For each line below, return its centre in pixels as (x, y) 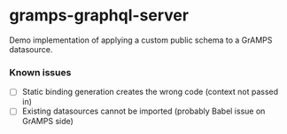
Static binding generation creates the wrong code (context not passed (150, 92)
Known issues (40, 72)
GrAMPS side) (47, 122)
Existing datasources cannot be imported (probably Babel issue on (143, 111)
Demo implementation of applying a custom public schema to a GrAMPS (141, 40)
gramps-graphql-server (99, 16)
